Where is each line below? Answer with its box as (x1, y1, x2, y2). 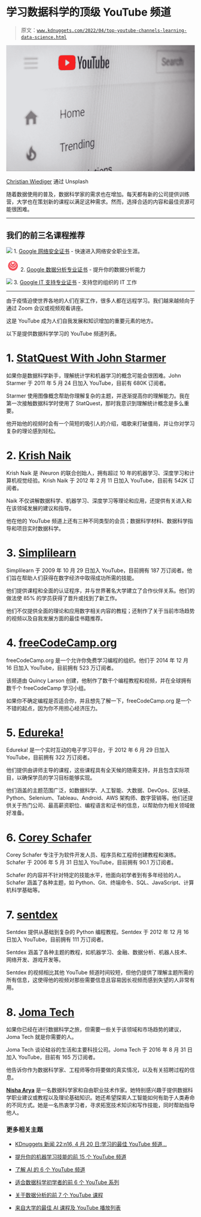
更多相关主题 (6, 1125, 44, 1134)
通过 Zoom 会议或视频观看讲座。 (6, 304, 87, 312)
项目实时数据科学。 (16, 525, 64, 532)
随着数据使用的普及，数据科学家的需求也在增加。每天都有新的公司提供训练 (6, 190, 190, 198)
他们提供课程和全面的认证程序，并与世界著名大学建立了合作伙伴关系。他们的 (6, 587, 195, 594)
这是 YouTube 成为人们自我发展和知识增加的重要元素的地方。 (6, 317, 157, 324)
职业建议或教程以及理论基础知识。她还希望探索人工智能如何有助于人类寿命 (11, 1094, 195, 1101)
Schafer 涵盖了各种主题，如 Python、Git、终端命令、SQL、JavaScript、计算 (6, 879, 194, 886)
